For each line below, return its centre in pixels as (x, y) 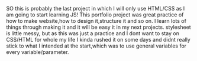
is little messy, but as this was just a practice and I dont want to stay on (93, 33)
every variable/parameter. (38, 52)
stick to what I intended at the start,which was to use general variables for (96, 46)
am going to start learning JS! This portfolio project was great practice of (95, 15)
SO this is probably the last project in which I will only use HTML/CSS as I (96, 9)
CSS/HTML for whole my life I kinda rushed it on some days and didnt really (98, 40)
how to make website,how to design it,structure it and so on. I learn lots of (96, 21)
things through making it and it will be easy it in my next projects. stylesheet (98, 27)
